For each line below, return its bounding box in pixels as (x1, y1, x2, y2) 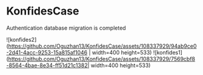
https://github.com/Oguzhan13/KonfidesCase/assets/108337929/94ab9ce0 (8, 42, 197, 50)
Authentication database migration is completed (6, 24, 126, 31)
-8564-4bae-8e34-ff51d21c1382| (6, 62, 90, 69)
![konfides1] (153, 48, 183, 56)
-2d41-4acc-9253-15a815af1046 (6, 48, 88, 56)
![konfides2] (6, 36, 37, 43)
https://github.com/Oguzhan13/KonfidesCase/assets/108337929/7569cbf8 (8, 55, 196, 62)
